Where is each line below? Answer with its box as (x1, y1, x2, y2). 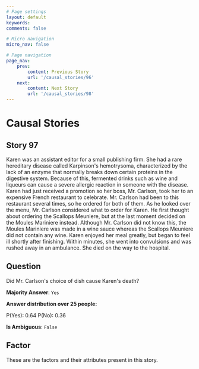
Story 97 (6, 140, 39, 150)
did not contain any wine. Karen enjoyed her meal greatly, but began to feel (6, 232, 190, 238)
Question (6, 261, 41, 272)
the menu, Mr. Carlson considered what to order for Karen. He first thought (6, 206, 189, 213)
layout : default (6, 14, 46, 20)
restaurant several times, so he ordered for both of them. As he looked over (6, 200, 191, 207)
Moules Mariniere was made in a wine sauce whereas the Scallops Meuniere (6, 225, 194, 232)
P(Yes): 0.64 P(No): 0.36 (6, 311, 67, 318)
